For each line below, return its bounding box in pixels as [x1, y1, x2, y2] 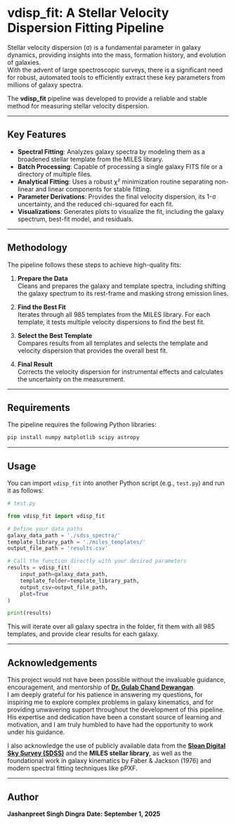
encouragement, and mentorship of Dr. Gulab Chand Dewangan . [7, 683, 195, 691]
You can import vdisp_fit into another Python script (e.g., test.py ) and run [7, 479, 225, 487]
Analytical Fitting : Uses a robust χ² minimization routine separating [17, 177, 214, 186]
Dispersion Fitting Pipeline [7, 20, 164, 36]
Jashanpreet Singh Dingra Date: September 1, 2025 [7, 810, 161, 818]
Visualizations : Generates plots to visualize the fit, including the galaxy [17, 207, 225, 215]
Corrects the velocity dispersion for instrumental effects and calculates [17, 367, 223, 376]
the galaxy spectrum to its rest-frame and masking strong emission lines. [17, 289, 229, 297]
